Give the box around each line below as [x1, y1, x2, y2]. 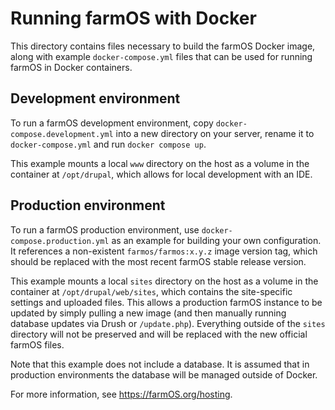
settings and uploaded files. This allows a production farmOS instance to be [10, 296, 323, 308]
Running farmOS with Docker [10, 7, 257, 30]
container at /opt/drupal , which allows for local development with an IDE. [10, 168, 313, 180]
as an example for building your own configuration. [111, 234, 322, 246]
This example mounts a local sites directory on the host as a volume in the [10, 275, 319, 287]
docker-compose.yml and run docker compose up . [10, 138, 207, 150]
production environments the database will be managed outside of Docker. [10, 368, 318, 381]
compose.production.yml [10, 236, 110, 246]
